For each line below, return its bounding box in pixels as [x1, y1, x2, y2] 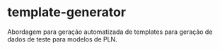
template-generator [7, 4, 126, 20]
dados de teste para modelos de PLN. [7, 35, 118, 43]
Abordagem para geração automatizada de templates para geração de [7, 27, 213, 36]
